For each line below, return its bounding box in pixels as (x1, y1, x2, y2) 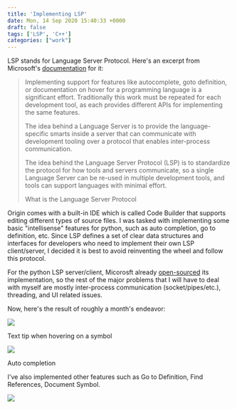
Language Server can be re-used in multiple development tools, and (24, 174, 225, 182)
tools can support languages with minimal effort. (24, 181, 167, 190)
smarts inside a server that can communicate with (49, 130, 197, 138)
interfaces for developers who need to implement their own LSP (7, 239, 194, 248)
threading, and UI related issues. (7, 291, 103, 299)
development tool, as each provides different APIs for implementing (24, 100, 223, 109)
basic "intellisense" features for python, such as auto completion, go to (7, 224, 216, 232)
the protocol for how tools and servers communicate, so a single (24, 166, 214, 175)
